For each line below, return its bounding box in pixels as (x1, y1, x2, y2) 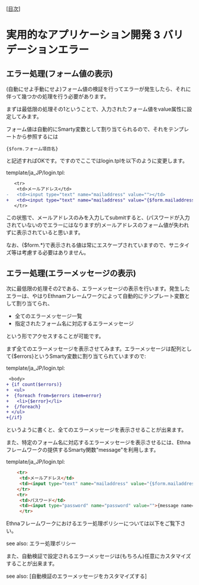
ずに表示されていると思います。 (6, 229, 84, 236)
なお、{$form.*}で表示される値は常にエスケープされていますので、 (6, 241, 169, 249)
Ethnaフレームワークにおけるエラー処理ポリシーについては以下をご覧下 (6, 520, 181, 527)
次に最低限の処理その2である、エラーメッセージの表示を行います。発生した (6, 285, 191, 292)
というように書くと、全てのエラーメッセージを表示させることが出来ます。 (6, 426, 187, 433)
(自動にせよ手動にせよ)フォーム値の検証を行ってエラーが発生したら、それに (6, 86, 191, 92)
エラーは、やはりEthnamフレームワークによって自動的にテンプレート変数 (6, 292, 185, 300)
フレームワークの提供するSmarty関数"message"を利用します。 (6, 446, 159, 454)
